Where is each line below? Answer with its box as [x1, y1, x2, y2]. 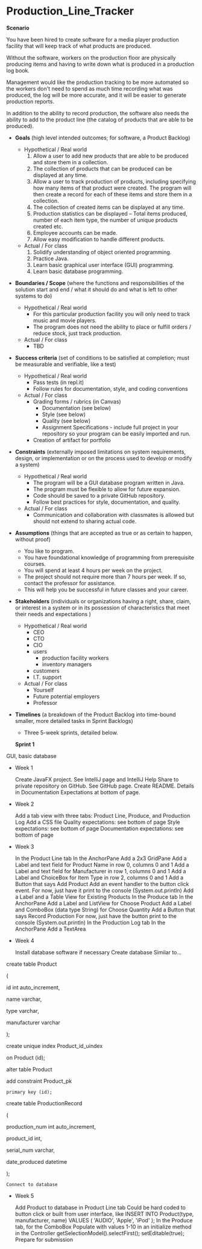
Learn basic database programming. [33, 268, 124, 275]
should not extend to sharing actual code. [33, 518, 137, 525]
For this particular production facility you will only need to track [33, 310, 191, 318]
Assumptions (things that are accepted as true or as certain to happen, [14, 529, 193, 536]
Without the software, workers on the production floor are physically [6, 54, 176, 61]
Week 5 [14, 1192, 34, 1199]
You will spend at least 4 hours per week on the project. [24, 567, 163, 574]
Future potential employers [33, 693, 100, 700]
